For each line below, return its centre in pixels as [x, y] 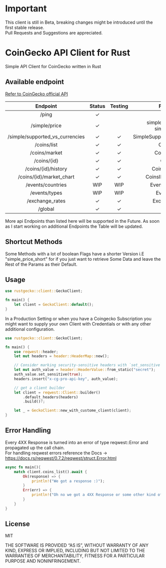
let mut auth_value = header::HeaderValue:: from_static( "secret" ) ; [85, 370]
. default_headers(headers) [51, 397]
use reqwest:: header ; [36, 352]
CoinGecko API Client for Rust [68, 53]
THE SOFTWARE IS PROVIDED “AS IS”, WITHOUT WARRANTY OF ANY [77, 545]
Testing [119, 106]
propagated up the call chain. [35, 447]
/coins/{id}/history [46, 168]
